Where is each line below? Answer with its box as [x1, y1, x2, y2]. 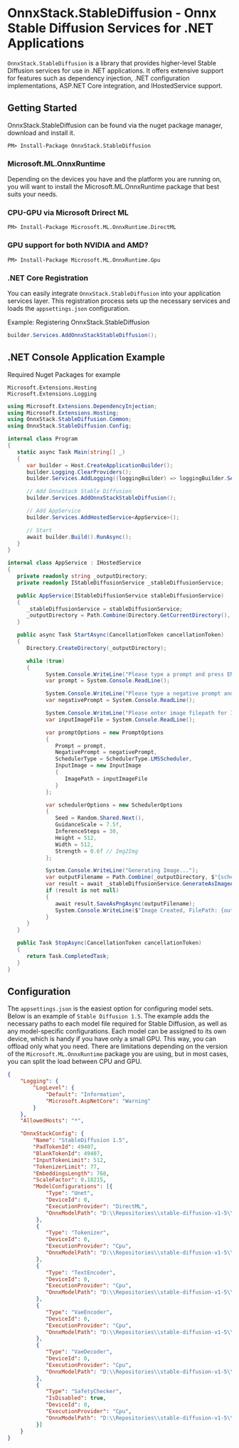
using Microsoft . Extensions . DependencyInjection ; [7, 403, 158, 410]
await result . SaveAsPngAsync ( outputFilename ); [55, 900, 196, 907]
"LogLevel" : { [33, 1085, 75, 1092]
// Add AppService [26, 507, 81, 514]
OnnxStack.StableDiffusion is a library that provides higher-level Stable [7, 58, 217, 67]
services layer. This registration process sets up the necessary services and [7, 297, 230, 305]
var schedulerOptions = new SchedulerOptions [45, 802, 183, 809]
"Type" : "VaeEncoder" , [45, 1309, 113, 1316]
